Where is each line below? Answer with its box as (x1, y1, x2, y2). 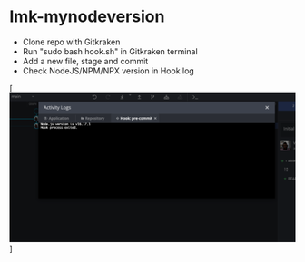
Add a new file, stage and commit (22, 55, 149, 66)
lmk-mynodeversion (9, 6, 165, 27)
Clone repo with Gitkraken (22, 36, 121, 47)
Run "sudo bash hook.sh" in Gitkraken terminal (22, 45, 198, 56)
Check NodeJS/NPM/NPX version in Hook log (22, 65, 195, 76)
